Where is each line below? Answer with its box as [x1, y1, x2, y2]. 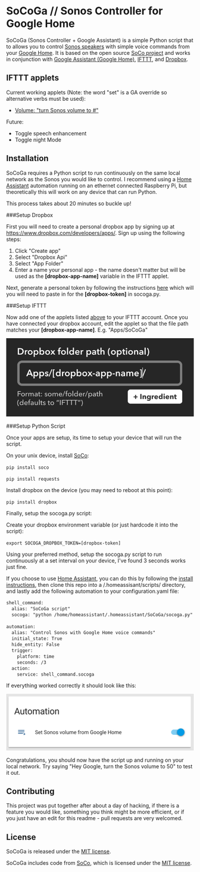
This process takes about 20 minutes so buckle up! [6, 200, 132, 207]
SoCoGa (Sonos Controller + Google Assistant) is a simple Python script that [6, 36, 193, 44]
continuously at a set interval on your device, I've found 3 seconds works [6, 557, 186, 564]
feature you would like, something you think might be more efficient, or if [6, 808, 185, 815]
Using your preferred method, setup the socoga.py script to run [6, 551, 162, 558]
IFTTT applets [6, 73, 60, 83]
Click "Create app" [14, 247, 61, 254]
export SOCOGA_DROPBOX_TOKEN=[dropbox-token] [6, 540, 121, 546]
